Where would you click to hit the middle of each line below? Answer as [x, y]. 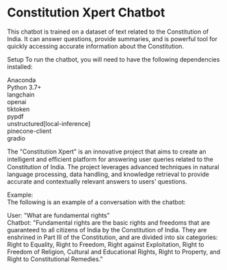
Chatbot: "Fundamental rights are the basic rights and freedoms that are [109, 222]
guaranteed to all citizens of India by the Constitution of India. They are [107, 230]
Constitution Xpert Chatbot [86, 13]
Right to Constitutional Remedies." [55, 259]
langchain [21, 95]
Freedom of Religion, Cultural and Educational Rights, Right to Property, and [114, 251]
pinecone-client [29, 131]
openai [17, 101]
